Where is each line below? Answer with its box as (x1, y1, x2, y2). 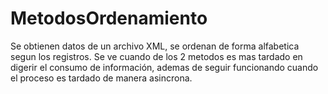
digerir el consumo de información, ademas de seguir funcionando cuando (10, 61, 319, 73)
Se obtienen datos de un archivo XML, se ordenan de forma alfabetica (10, 40, 300, 52)
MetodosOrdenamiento (10, 7, 208, 30)
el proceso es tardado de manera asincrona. (10, 72, 193, 84)
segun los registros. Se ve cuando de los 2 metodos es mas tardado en (10, 50, 303, 62)
